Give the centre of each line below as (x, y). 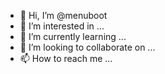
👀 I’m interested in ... (62, 26)
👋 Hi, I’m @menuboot (63, 15)
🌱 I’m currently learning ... (73, 36)
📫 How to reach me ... (66, 58)
